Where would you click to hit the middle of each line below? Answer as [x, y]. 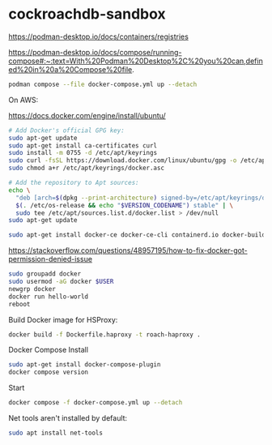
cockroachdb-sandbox [87, 14]
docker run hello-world [49, 297]
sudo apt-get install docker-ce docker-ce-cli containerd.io [114, 235]
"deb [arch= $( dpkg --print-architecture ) [87, 198]
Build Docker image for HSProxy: [63, 319]
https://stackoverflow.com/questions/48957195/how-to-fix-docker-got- [128, 250]
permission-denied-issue [51, 259]
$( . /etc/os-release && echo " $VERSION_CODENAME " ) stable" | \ [125, 205]
